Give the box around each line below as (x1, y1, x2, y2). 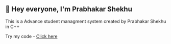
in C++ (5, 23, 20, 29)
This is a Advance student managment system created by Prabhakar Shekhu (5, 18, 166, 24)
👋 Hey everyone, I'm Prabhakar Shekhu (5, 5, 133, 13)
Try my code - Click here (5, 33, 58, 39)
